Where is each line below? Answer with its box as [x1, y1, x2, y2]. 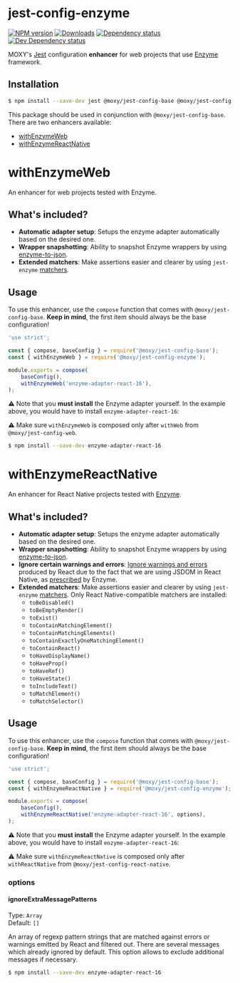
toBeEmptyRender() [28, 607, 84, 614]
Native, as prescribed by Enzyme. [18, 575, 118, 584]
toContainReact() [28, 644, 81, 652]
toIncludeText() [28, 682, 78, 690]
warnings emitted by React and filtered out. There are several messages [8, 940, 220, 948]
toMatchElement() [28, 690, 81, 697]
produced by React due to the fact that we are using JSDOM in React [18, 567, 221, 576]
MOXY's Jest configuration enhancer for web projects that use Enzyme [8, 50, 219, 59]
